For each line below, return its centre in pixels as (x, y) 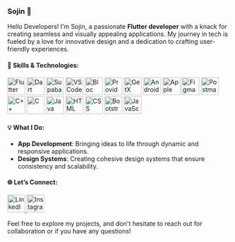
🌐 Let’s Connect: (32, 182)
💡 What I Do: (26, 128)
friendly (19, 49)
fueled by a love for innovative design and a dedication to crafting (103, 42)
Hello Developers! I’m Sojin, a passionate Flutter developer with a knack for (117, 27)
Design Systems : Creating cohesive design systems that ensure (111, 159)
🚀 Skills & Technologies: (43, 65)
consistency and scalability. (58, 166)
